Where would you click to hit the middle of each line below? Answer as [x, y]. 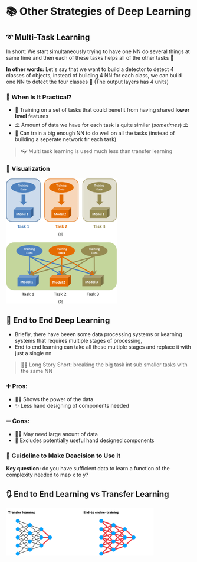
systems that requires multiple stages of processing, [78, 341]
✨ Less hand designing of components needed [72, 405]
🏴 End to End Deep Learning [58, 320]
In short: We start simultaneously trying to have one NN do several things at [98, 51]
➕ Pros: [17, 386]
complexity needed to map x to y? [47, 475]
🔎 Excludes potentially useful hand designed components [84, 440]
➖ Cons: [18, 421]
